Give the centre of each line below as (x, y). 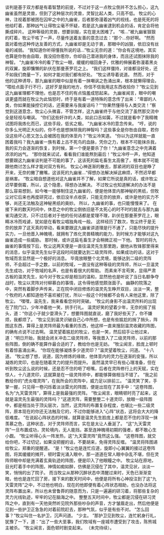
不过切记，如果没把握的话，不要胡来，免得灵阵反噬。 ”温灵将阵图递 (90, 442)
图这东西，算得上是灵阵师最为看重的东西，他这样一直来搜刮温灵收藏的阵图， (82, 326)
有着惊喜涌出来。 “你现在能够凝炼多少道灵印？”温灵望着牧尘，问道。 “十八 (80, 350)
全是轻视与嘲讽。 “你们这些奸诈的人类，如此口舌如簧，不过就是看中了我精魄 (82, 117)
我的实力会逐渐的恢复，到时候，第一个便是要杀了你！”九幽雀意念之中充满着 (81, 148)
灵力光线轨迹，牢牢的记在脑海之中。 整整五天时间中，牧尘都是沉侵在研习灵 (81, 497)
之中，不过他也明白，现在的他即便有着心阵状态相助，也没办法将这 (91, 485)
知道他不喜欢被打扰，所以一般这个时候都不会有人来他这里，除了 (95, 295)
